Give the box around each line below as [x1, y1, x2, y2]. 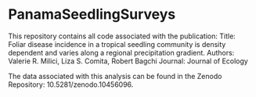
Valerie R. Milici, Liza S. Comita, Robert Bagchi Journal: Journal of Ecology [8, 56, 248, 66]
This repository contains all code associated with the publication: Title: [8, 31, 236, 41]
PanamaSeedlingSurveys [8, 5, 176, 23]
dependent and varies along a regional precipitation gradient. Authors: [8, 48, 235, 57]
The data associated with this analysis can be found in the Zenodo [8, 71, 222, 81]
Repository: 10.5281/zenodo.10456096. [8, 80, 134, 89]
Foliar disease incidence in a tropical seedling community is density [8, 39, 226, 48]
